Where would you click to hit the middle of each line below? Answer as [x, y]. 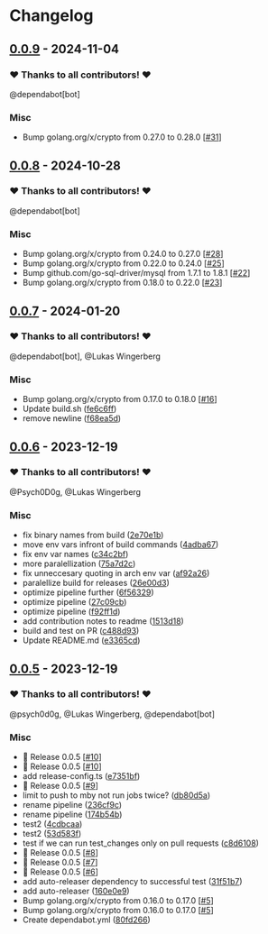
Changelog [51, 16]
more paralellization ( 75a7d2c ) [79, 563]
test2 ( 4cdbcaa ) [52, 824]
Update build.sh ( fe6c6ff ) [69, 409]
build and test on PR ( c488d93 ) [81, 631]
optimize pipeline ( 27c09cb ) [74, 602]
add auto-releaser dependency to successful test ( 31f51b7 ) [132, 882]
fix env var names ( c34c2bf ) [75, 554]
